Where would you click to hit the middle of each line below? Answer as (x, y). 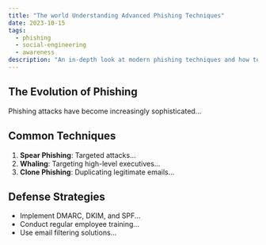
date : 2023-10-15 (37, 23)
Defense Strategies (57, 196)
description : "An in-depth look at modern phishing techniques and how (129, 60)
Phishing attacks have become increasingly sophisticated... (105, 111)
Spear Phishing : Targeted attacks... (78, 155)
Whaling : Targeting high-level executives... (90, 163)
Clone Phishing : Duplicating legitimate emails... (97, 172)
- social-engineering (51, 45)
